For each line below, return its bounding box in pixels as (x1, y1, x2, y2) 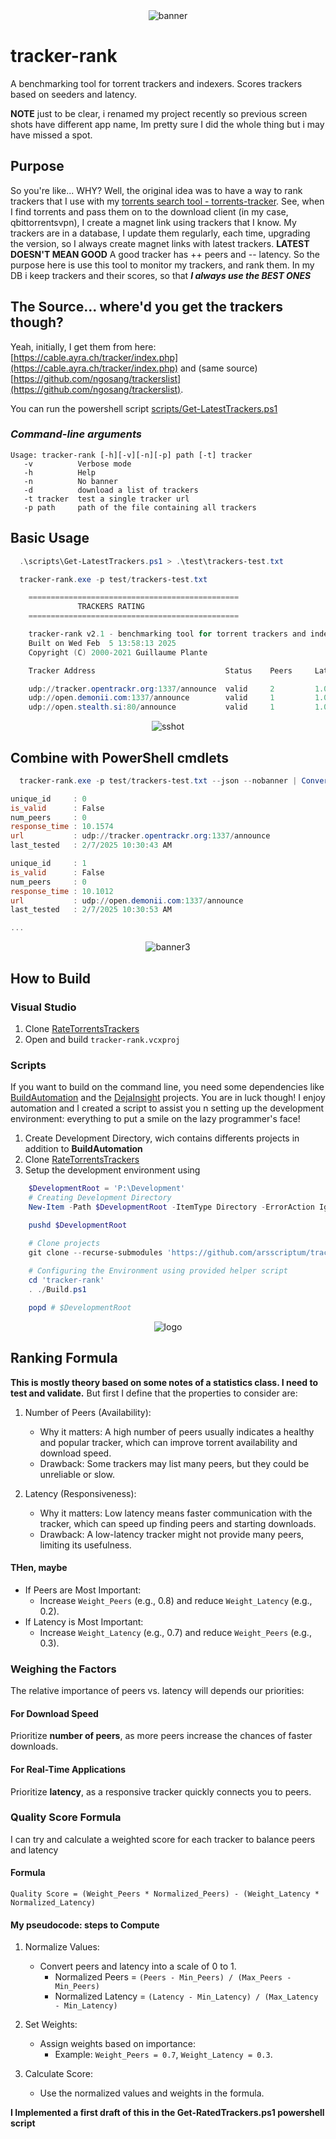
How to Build (10, 970, 92, 987)
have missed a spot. (10, 129, 93, 141)
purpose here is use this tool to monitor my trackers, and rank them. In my (10, 259, 315, 271)
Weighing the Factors (10, 1662, 117, 1676)
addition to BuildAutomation (24, 1143, 143, 1155)
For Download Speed (10, 1707, 99, 1719)
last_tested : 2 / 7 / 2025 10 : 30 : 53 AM (10, 905, 172, 915)
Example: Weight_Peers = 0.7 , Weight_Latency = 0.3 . (54, 2049, 273, 2061)
